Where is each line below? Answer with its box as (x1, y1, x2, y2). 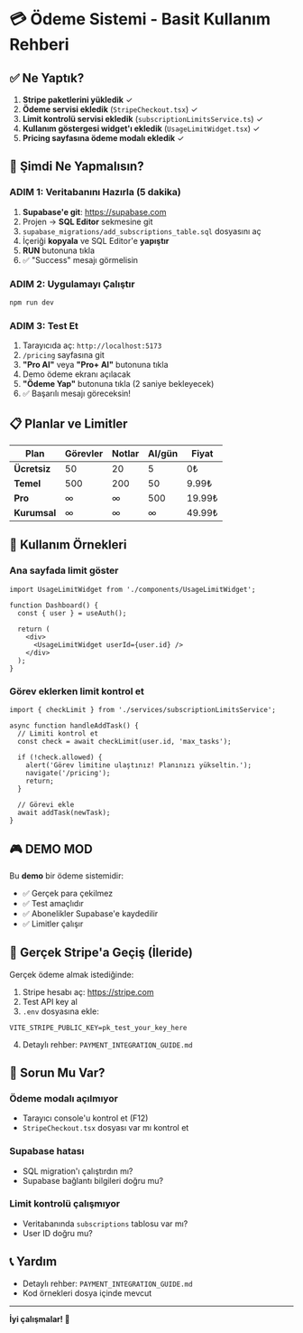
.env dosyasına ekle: (22, 1006, 99, 1017)
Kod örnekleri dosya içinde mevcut (22, 1287, 152, 1299)
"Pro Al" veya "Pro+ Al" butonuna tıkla (22, 360, 169, 371)
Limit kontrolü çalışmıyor (9, 1197, 120, 1210)
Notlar (111, 446, 140, 459)
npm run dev (9, 297, 54, 307)
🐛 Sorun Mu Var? (9, 1065, 106, 1080)
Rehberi (9, 34, 69, 55)
